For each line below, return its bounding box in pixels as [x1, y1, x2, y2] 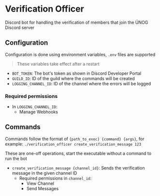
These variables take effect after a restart [16, 61, 100, 66]
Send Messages [26, 185, 59, 191]
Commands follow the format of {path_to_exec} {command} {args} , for [5, 136, 145, 142]
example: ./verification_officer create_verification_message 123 [5, 141, 142, 147]
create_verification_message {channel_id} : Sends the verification [12, 165, 145, 171]
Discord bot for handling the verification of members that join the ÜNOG [5, 19, 148, 25]
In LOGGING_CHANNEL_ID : [12, 104, 58, 110]
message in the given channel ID [12, 170, 77, 176]
